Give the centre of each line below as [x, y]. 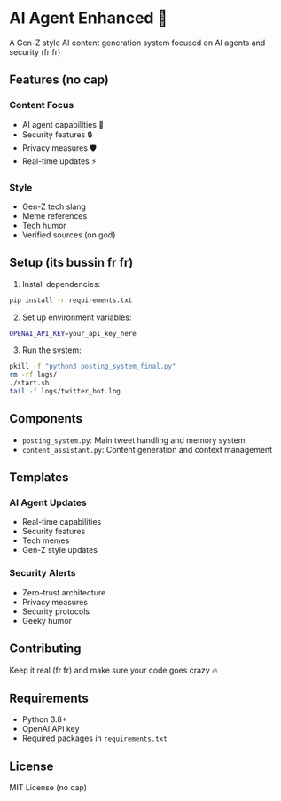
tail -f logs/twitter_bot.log [65, 392]
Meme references [55, 215]
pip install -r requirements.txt [71, 300]
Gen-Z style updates [59, 550]
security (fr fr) [35, 51]
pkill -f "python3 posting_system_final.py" [93, 367]
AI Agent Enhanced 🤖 [89, 18]
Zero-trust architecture [64, 592]
